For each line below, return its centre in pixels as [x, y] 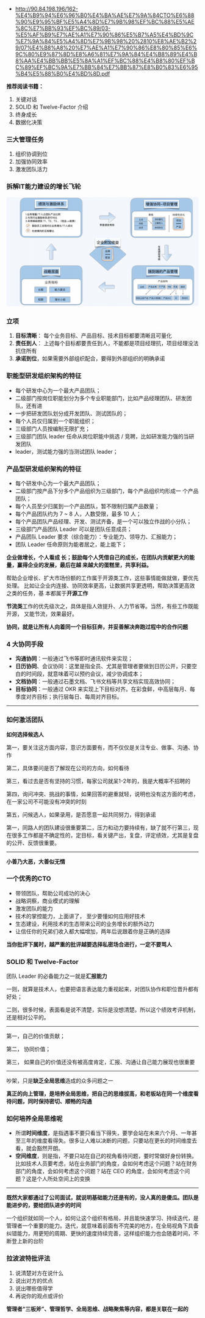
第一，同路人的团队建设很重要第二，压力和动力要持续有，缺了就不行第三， [100, 828]
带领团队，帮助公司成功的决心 [52, 893]
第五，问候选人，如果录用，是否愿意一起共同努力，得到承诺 [81, 814]
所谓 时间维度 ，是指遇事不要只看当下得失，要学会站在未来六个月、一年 [103, 1133]
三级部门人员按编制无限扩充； [52, 428]
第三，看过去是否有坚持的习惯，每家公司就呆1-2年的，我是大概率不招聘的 [99, 781]
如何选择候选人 [25, 734]
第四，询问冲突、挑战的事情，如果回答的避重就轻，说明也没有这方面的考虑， [103, 794]
